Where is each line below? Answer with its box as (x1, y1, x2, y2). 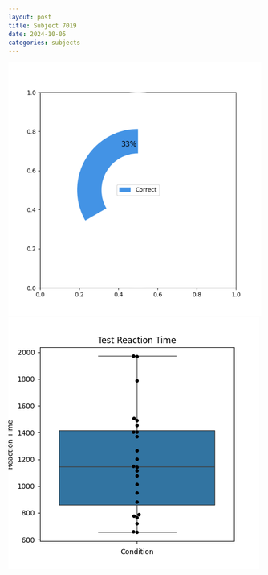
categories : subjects (8, 39, 81, 47)
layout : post (8, 13, 52, 21)
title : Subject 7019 (8, 21, 78, 30)
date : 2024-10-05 (8, 30, 67, 38)
